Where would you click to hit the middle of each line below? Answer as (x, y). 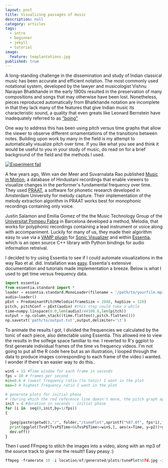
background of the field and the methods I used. (55, 155)
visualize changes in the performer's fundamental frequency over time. (78, 185)
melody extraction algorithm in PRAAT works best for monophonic (73, 201)
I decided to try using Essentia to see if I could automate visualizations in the (84, 258)
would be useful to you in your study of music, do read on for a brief (75, 149)
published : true (22, 61)
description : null (24, 19)
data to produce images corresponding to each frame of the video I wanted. (83, 357)
